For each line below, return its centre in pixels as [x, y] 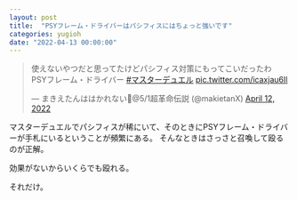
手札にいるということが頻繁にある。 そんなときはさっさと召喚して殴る [154, 138]
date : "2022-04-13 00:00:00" [63, 42]
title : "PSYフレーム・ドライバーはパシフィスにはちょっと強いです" [121, 26]
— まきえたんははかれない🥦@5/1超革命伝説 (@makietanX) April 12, [153, 99]
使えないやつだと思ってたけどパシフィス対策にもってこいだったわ [152, 68]
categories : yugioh [45, 34]
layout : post [33, 17]
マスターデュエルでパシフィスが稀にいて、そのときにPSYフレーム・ [133, 127]
